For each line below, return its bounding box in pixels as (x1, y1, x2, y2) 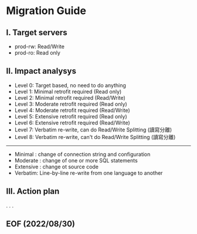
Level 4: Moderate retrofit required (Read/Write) (14, 107, 130, 114)
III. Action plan (6, 186, 60, 196)
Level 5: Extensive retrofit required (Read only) (14, 113, 127, 120)
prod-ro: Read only (14, 49, 60, 56)
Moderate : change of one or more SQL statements (14, 157, 138, 164)
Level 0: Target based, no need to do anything (14, 82, 126, 89)
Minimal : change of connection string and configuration (14, 151, 151, 158)
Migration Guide (6, 4, 87, 18)
